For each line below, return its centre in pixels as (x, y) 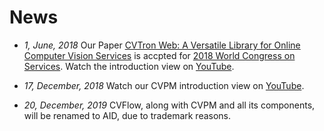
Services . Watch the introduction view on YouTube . (129, 66)
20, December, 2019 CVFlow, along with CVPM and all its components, (169, 105)
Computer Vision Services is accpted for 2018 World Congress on (159, 55)
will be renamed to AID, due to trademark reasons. (127, 115)
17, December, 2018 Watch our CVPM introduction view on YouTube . (164, 85)
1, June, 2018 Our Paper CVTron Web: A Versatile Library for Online (162, 45)
